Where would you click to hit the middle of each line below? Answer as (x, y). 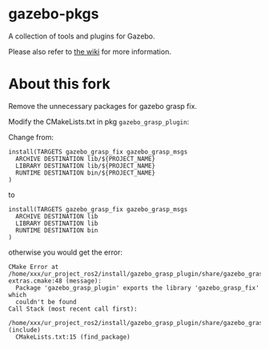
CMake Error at (34, 267)
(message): (84, 281)
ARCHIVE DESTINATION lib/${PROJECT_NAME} (86, 158)
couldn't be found (46, 302)
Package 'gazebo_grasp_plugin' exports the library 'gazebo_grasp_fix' (138, 288)
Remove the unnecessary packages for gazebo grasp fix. (103, 106)
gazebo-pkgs (54, 14)
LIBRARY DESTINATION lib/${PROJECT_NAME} (86, 166)
